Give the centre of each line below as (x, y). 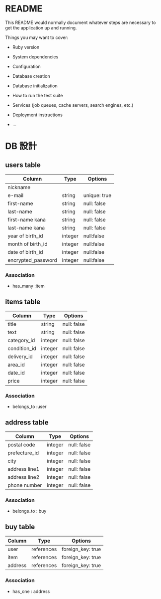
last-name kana (26, 227)
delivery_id (20, 357)
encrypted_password (32, 260)
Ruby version (26, 47)
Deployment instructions (38, 115)
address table (27, 422)
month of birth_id (28, 244)
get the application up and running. (41, 27)
